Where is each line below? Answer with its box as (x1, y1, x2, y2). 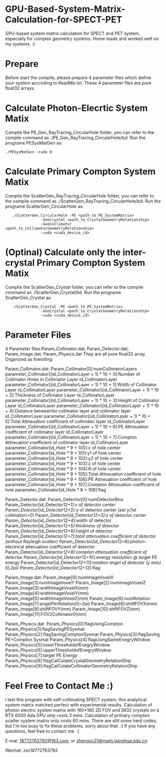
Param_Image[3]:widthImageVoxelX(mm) (5, 585, 89, 591)
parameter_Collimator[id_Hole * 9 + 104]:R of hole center (5, 465, 121, 471)
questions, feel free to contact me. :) (5, 728, 80, 734)
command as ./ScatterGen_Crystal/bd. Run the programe (5, 289, 121, 295)
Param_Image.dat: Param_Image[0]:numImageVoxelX (5, 574, 114, 580)
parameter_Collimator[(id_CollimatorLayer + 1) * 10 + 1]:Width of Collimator (5, 381, 157, 387)
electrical (5, 544, 24, 550)
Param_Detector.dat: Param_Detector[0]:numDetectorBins (5, 496, 124, 502)
